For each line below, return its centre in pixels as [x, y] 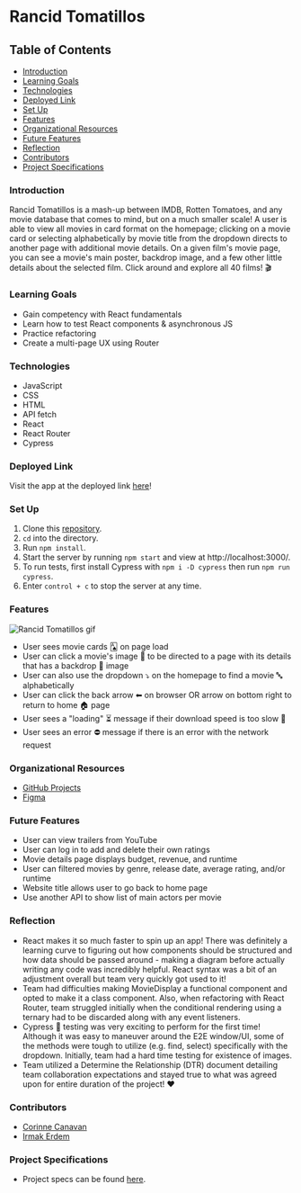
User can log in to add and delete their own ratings [116, 850]
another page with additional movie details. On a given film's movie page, [145, 248]
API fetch [39, 414]
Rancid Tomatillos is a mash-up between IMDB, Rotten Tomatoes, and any [146, 210]
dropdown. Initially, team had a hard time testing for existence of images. [157, 1055]
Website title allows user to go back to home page [115, 888]
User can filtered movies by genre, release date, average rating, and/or [154, 869]
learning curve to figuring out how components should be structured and [157, 950]
